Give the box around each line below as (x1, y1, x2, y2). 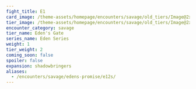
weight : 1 (6, 42, 30, 47)
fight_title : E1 (6, 8, 45, 15)
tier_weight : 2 (6, 47, 43, 53)
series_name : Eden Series (6, 36, 69, 42)
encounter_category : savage (6, 25, 75, 31)
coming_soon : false (6, 52, 54, 58)
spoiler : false (6, 57, 43, 63)
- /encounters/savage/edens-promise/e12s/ (11, 74, 116, 80)
